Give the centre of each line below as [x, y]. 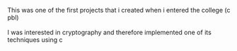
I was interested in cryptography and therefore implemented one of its [110, 32]
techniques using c [35, 40]
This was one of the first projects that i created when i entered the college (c [119, 10]
